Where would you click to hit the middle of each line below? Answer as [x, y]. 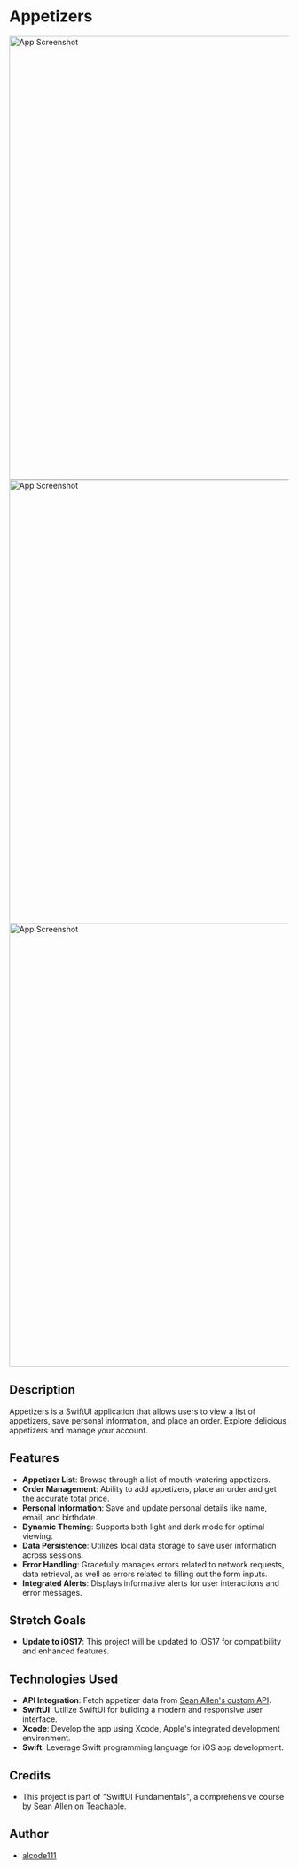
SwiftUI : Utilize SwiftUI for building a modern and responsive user [142, 1710]
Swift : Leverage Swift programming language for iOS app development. [153, 1747]
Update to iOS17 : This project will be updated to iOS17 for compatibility [152, 1642]
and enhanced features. [66, 1651]
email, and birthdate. [59, 1517]
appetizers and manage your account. [78, 1430]
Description [42, 1390]
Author [29, 1834]
